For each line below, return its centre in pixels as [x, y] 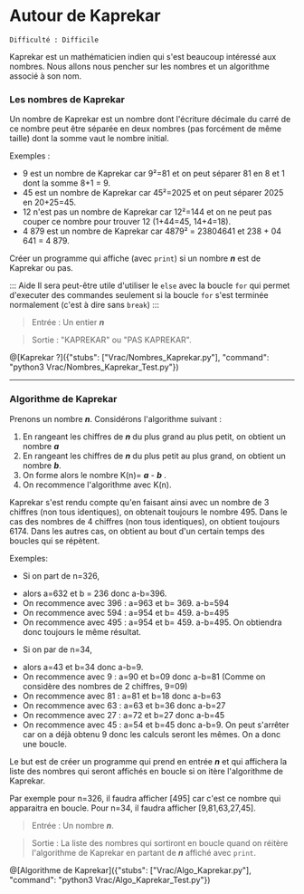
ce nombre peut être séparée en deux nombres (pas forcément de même [146, 129]
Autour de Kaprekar [85, 16]
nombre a [41, 446]
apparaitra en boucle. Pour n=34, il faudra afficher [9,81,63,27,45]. [133, 808]
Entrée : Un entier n [68, 322]
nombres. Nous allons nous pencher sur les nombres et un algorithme [139, 66]
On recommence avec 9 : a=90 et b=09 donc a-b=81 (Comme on [144, 677]
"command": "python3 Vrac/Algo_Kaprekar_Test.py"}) [110, 880]
